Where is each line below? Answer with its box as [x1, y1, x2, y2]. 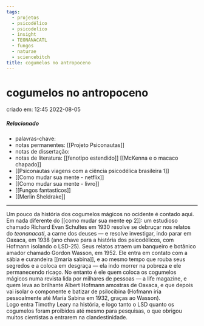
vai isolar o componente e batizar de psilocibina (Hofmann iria [6, 288, 162, 295]
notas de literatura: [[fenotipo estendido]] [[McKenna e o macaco [15, 154, 178, 161]
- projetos [12, 15, 39, 21]
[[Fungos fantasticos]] [15, 186, 71, 194]
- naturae [12, 49, 36, 55]
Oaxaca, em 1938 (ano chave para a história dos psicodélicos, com [6, 236, 174, 243]
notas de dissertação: [15, 148, 70, 155]
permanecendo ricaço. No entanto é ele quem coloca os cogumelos [6, 268, 177, 276]
